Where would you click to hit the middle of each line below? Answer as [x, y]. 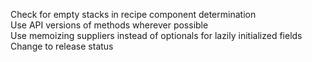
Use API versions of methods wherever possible [109, 25]
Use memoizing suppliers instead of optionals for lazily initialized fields [156, 35]
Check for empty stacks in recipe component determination [133, 14]
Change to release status [62, 46]
